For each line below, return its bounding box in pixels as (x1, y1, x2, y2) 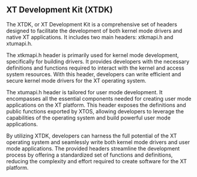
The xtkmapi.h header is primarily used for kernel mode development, (6, 51, 179, 59)
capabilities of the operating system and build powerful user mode (6, 114, 171, 121)
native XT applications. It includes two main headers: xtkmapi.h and (6, 33, 174, 41)
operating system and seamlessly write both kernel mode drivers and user (6, 138, 190, 146)
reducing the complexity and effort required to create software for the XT (6, 157, 187, 164)
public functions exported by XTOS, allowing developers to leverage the (6, 107, 184, 115)
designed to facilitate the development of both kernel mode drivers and (6, 27, 183, 34)
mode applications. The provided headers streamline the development (6, 145, 180, 152)
